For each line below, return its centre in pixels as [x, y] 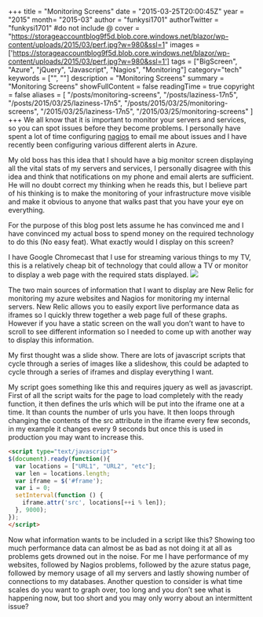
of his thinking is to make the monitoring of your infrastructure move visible [130, 193]
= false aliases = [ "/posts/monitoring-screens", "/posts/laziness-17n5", [123, 95]
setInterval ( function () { [59, 495]
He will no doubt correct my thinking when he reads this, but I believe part [128, 185]
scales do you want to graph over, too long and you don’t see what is [120, 590]
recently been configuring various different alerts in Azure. [103, 145]
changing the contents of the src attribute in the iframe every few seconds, [130, 420]
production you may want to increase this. [76, 437]
